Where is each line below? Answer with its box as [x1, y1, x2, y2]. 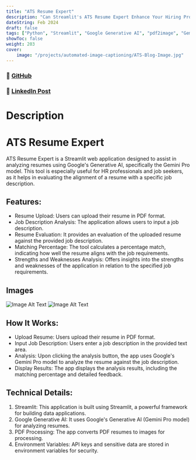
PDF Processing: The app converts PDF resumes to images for [14, 428, 165, 435]
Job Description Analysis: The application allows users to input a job [14, 219, 179, 226]
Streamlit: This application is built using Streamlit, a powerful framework [14, 403, 188, 410]
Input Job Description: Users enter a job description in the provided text [14, 340, 188, 347]
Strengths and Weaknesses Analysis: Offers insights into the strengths [14, 256, 184, 263]
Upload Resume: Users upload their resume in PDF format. [14, 333, 156, 340]
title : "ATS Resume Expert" [6, 8, 75, 15]
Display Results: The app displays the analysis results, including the [14, 364, 177, 372]
